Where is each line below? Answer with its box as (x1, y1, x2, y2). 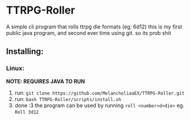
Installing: (6, 47, 44, 57)
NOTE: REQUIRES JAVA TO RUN (6, 77, 86, 85)
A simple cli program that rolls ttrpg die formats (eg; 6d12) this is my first (6, 23, 182, 30)
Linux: (6, 64, 25, 73)
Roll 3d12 (14, 109, 40, 115)
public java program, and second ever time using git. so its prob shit (6, 29, 171, 36)
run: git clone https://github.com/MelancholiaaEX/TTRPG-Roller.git (14, 89, 185, 96)
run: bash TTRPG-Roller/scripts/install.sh (14, 95, 122, 102)
